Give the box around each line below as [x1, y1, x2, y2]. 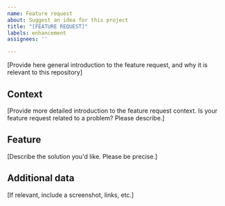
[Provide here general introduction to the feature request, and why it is [7, 61, 208, 69]
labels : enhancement [7, 29, 67, 37]
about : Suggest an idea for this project [7, 17, 129, 24]
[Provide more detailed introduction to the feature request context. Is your [7, 106, 218, 115]
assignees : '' [7, 36, 48, 43]
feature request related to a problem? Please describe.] [7, 113, 165, 122]
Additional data [7, 172, 75, 184]
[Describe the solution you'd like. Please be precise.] [7, 152, 158, 160]
